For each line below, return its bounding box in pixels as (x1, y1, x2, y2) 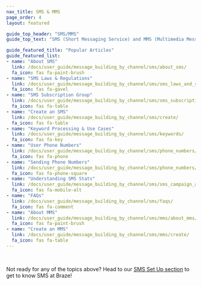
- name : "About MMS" (6, 209, 58, 215)
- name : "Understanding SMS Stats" (6, 176, 96, 182)
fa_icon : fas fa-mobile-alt (11, 187, 82, 193)
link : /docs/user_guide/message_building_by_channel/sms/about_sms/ (11, 64, 187, 70)
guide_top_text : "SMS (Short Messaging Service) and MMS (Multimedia (6, 37, 185, 43)
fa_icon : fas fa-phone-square (11, 170, 87, 176)
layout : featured (6, 20, 50, 26)
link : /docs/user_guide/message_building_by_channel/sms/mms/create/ (11, 232, 189, 238)
